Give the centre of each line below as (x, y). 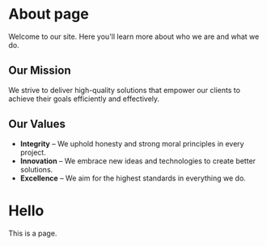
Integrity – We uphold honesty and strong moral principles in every (132, 143)
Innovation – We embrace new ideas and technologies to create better (138, 161)
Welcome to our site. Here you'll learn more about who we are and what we (134, 36)
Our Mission (40, 71)
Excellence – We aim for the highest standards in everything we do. (133, 178)
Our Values (37, 124)
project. (33, 152)
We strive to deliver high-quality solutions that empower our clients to (125, 90)
